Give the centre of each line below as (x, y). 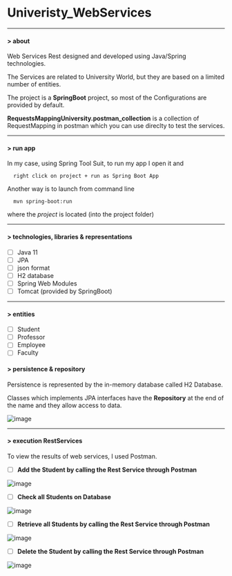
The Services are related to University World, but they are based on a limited (116, 77)
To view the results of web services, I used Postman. (82, 456)
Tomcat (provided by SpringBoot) (65, 291)
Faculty (28, 353)
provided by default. (36, 105)
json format (33, 268)
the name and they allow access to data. (65, 405)
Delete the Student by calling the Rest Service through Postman (110, 551)
